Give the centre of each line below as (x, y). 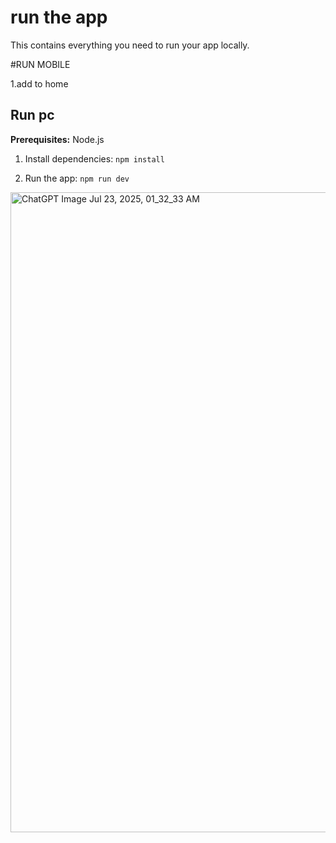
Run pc (32, 115)
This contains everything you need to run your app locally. (130, 45)
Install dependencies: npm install (94, 158)
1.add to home (39, 83)
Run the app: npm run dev (77, 178)
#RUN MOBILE (40, 64)
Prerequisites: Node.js (57, 139)
